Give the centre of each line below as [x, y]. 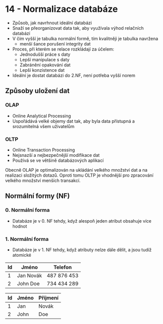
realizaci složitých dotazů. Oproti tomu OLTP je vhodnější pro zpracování [79, 175]
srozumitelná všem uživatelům [43, 126]
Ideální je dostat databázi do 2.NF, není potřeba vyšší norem [74, 75]
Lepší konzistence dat [42, 70]
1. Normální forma [27, 239]
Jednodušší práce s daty [45, 54]
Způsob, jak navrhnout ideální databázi [52, 23]
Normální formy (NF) [38, 196]
